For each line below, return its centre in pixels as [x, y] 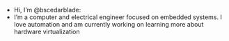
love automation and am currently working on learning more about [109, 24]
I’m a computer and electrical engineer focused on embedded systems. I [118, 17]
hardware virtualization [47, 31]
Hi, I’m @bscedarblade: [47, 10]
